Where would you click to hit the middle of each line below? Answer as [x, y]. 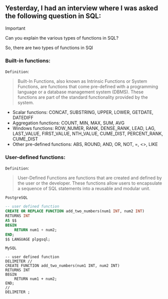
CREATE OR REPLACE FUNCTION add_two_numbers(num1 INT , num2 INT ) [75, 211]
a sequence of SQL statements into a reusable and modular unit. [84, 189]
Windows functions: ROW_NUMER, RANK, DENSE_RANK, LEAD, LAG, [84, 128]
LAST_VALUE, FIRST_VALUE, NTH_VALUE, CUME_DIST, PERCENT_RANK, [88, 134]
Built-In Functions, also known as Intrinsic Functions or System [82, 81]
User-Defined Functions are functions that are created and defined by [90, 178]
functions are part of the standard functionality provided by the [82, 97]
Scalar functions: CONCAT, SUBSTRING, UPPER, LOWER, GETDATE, [83, 112]
